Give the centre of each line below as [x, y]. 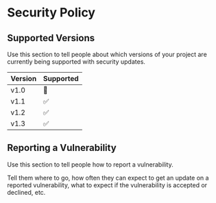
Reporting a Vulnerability [62, 148]
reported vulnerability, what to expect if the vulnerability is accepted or [107, 185]
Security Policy [51, 13]
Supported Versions [51, 38]
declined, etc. [26, 192]
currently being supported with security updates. [76, 62]
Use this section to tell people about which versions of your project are [107, 54]
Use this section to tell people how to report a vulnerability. [90, 164]
